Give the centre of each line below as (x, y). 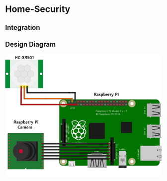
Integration (23, 28)
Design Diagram (31, 44)
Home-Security (38, 9)
